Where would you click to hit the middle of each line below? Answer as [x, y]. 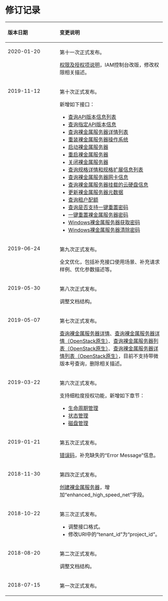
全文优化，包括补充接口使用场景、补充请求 [110, 262]
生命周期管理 [83, 408]
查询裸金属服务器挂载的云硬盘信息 [108, 185]
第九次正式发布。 [80, 249]
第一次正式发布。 [80, 585]
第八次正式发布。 [80, 289]
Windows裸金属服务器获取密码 [104, 222]
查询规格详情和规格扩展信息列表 [106, 170]
